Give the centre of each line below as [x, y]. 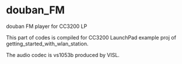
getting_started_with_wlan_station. [47, 44]
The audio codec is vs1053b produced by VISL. [63, 55]
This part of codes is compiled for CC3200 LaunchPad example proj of [91, 37]
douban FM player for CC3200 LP [47, 26]
